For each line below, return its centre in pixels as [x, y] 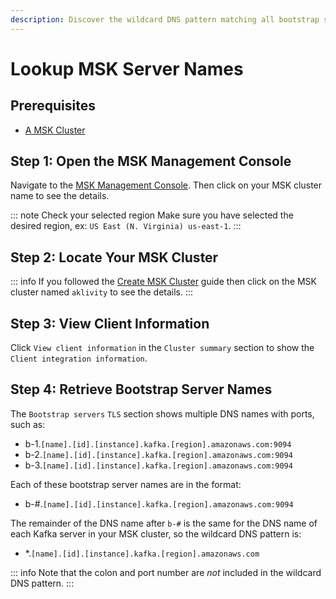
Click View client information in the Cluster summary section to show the [162, 348]
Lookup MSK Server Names [127, 68]
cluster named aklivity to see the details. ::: [102, 292]
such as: [28, 424]
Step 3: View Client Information [110, 323]
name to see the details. [60, 196]
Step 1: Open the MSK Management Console [151, 161]
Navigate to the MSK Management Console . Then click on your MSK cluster [166, 185]
